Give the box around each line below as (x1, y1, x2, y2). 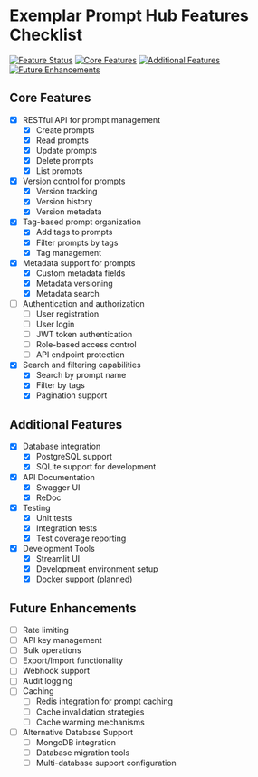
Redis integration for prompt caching (35, 696, 174, 706)
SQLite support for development (35, 461, 157, 472)
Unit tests (35, 512, 72, 523)
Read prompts (35, 135, 89, 146)
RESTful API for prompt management (22, 114, 161, 125)
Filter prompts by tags (35, 237, 119, 248)
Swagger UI (35, 481, 81, 493)
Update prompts (35, 145, 98, 156)
